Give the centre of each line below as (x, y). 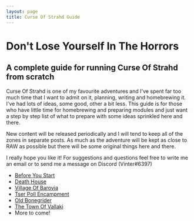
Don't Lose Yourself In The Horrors (93, 46)
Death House (31, 181)
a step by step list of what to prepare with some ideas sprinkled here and (94, 116)
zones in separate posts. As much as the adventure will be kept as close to (96, 140)
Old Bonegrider (33, 200)
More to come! (32, 213)
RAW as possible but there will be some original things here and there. (91, 146)
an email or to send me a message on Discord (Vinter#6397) (79, 164)
